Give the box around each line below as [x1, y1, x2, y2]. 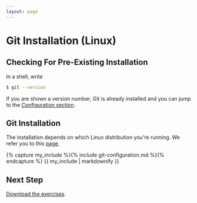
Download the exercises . [6, 191, 66, 198]
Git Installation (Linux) [6, 34, 116, 47]
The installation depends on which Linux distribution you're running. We [6, 134, 181, 141]
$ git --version [6, 84, 46, 90]
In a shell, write [6, 73, 43, 80]
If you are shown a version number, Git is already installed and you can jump [6, 95, 191, 102]
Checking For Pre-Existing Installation [6, 57, 148, 68]
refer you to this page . [6, 140, 60, 147]
